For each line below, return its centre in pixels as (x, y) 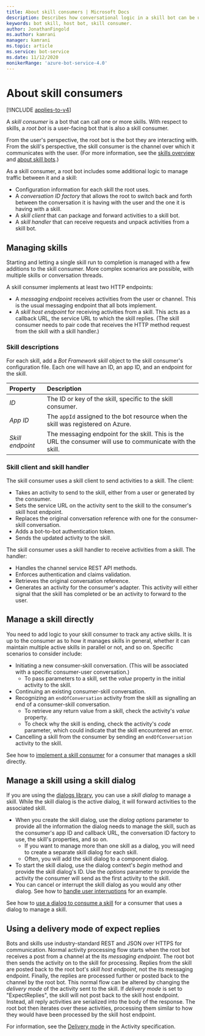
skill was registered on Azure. (89, 424)
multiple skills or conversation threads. (55, 276)
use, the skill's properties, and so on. (62, 840)
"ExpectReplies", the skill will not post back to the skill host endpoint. (93, 995)
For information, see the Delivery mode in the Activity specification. (91, 1027)
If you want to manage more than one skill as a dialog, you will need (110, 846)
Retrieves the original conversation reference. (72, 581)
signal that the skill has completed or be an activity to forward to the (101, 594)
